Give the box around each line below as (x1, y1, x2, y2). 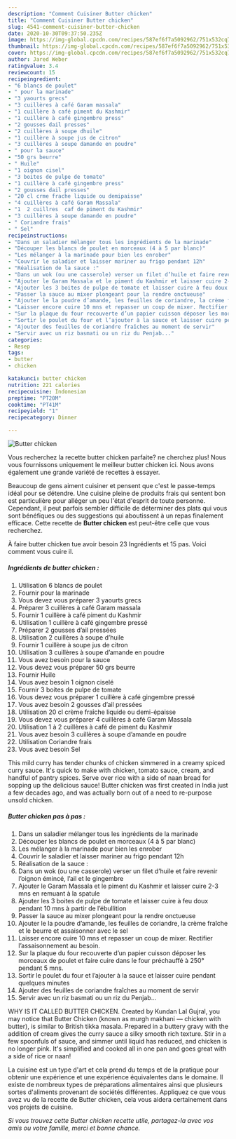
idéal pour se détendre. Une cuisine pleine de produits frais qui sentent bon (8, 489, 226, 497)
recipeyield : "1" (8, 407, 59, 415)
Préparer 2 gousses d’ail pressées (18, 626, 117, 634)
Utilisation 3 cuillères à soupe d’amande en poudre (18, 648, 165, 656)
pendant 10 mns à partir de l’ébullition (18, 904, 127, 912)
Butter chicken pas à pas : (8, 811, 86, 821)
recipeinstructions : (8, 232, 69, 239)
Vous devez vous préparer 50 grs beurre (18, 663, 136, 671)
